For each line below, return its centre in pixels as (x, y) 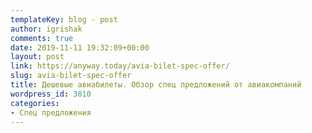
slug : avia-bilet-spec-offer (71, 76)
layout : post (37, 57)
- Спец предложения (51, 112)
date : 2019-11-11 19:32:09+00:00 (80, 47)
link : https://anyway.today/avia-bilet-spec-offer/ (120, 66)
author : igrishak (46, 29)
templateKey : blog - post (64, 19)
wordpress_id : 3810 (51, 94)
